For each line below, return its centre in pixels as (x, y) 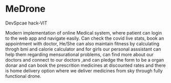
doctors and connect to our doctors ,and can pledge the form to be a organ (85, 60)
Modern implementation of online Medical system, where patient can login (84, 33)
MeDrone (25, 9)
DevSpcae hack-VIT (26, 23)
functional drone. (24, 76)
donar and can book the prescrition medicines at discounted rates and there (85, 65)
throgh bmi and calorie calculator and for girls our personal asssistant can (83, 49)
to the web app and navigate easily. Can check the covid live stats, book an (85, 38)
